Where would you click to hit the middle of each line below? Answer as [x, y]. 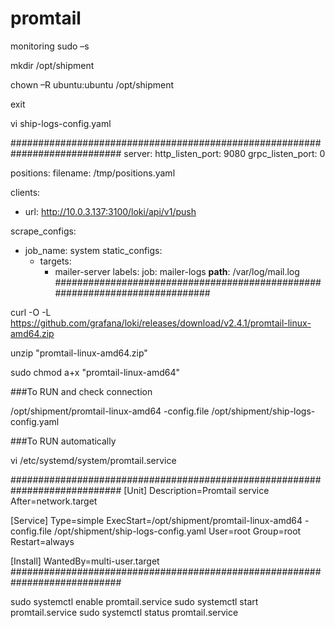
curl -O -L [31, 312]
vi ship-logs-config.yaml [61, 123]
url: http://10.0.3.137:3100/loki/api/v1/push [110, 211]
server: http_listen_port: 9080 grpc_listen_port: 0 [224, 153]
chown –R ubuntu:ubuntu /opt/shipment [92, 84]
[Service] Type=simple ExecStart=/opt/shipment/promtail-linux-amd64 [156, 520]
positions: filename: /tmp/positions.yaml [93, 173]
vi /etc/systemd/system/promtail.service [93, 460]
